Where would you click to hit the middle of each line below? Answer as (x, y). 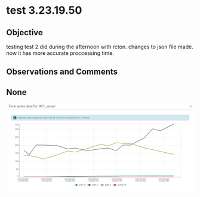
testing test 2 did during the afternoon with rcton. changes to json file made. (100, 47)
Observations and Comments (62, 72)
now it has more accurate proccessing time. (60, 53)
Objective (25, 33)
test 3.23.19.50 (44, 10)
